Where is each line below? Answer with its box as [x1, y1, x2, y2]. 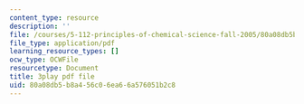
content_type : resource [9, 13, 100, 23]
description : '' [9, 22, 71, 31]
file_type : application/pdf [9, 38, 116, 48]
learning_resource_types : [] [9, 47, 119, 56]
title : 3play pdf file [9, 72, 95, 81]
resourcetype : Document [9, 64, 100, 73]
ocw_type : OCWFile [9, 55, 79, 64]
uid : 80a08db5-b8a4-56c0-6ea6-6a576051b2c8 [9, 80, 176, 90]
